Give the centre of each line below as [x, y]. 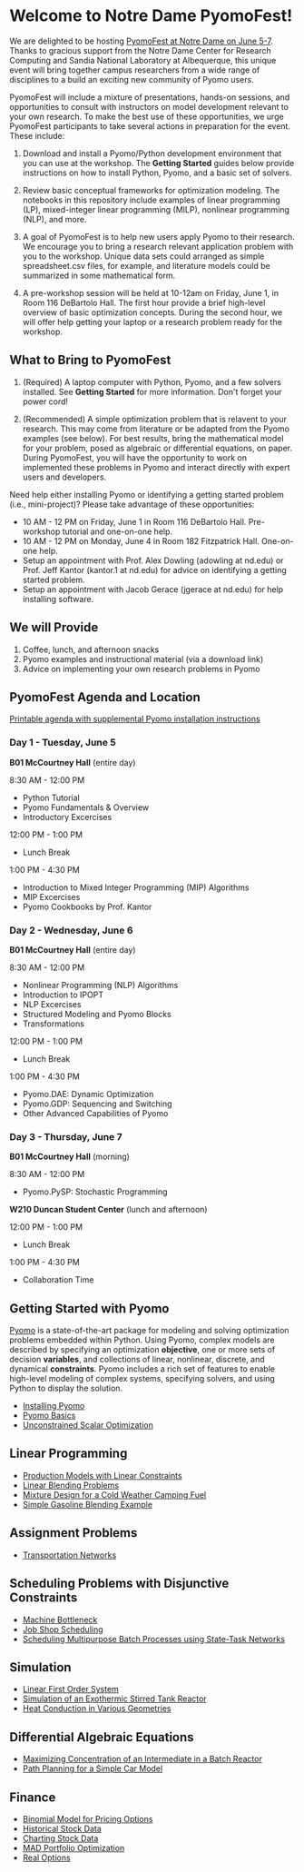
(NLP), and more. [54, 219]
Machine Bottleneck [60, 1619]
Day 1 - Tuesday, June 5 [63, 743]
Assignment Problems [74, 1533]
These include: [37, 135]
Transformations [53, 1024]
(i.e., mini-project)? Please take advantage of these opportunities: [132, 504]
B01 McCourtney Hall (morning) [69, 1157]
